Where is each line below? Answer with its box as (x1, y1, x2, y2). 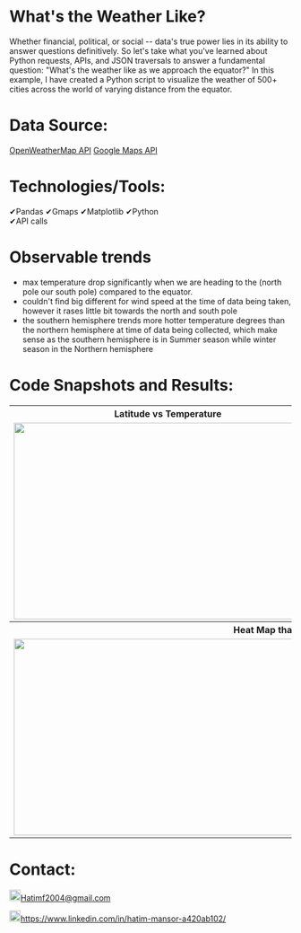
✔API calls (9, 216, 48, 226)
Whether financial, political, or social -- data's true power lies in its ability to (9, 36, 288, 47)
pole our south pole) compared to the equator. (21, 286, 193, 297)
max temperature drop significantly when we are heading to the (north (21, 277, 282, 287)
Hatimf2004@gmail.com (21, 892, 111, 903)
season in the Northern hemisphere (21, 343, 154, 354)
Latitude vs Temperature (114, 407, 222, 419)
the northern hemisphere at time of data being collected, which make (21, 324, 278, 335)
